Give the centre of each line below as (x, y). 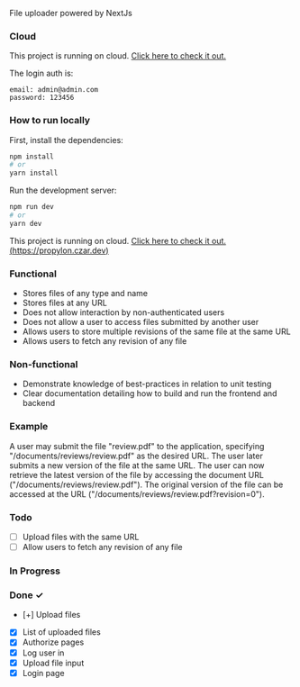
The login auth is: (41, 73)
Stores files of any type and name (85, 294)
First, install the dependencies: (66, 140)
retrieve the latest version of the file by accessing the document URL (136, 475)
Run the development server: (63, 190)
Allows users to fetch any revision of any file (105, 341)
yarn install (34, 173)
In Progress (35, 571)
